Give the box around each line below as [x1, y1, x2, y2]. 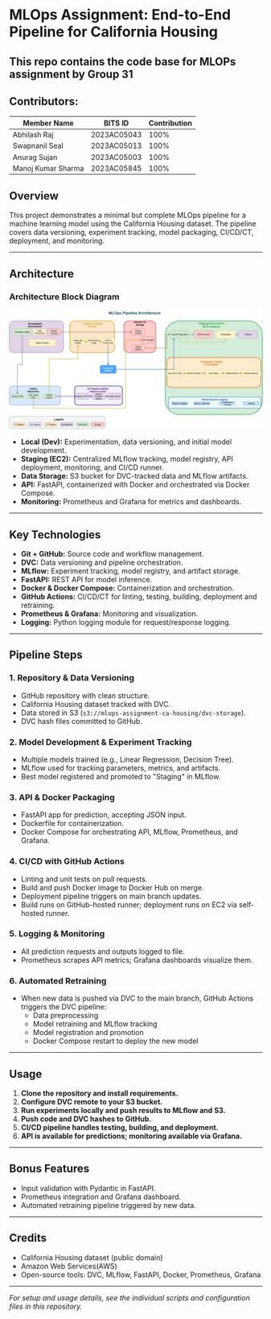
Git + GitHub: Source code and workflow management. [20, 549, 204, 558]
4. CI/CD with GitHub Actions [9, 856, 125, 867]
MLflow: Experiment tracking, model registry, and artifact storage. [20, 565, 240, 576]
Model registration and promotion [32, 1028, 144, 1038]
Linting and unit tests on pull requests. [20, 874, 148, 884]
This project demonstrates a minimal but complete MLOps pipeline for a [9, 211, 246, 220]
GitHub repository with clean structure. [20, 690, 150, 701]
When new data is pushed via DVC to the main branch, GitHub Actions [20, 993, 254, 1003]
